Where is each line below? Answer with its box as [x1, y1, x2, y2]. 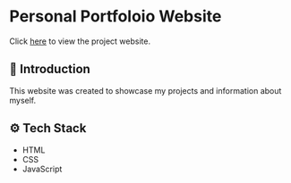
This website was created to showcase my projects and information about [9, 85, 282, 96]
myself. [9, 95, 37, 105]
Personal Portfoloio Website [9, 6, 222, 27]
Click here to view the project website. [9, 36, 150, 46]
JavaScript [21, 163, 63, 174]
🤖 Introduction [9, 62, 91, 77]
